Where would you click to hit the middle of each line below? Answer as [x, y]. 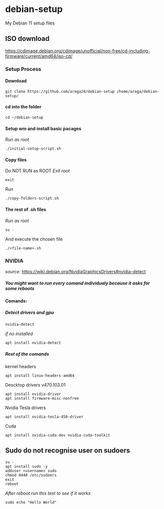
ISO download [27, 39]
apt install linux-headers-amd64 [40, 376]
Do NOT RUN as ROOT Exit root [37, 171]
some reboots [20, 288]
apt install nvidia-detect [33, 343]
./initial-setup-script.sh [33, 149]
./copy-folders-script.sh [32, 198]
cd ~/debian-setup [24, 118]
